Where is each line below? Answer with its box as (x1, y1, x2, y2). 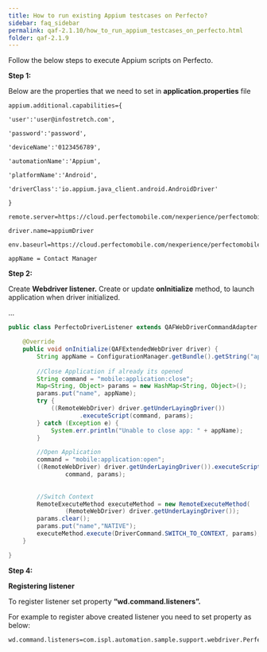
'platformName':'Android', (8, 172, 98, 180)
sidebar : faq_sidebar (8, 19, 80, 27)
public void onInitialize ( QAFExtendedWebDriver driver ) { (22, 345, 219, 353)
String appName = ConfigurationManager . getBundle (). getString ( (37, 352, 250, 360)
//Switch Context (37, 492, 94, 501)
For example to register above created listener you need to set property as (8, 611, 252, 621)
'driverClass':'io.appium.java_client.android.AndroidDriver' (8, 185, 219, 193)
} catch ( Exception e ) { (37, 419, 119, 427)
